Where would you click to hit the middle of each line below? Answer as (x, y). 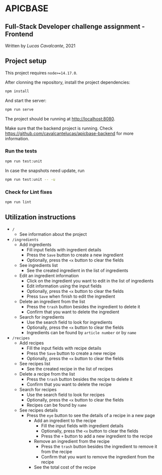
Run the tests (21, 151)
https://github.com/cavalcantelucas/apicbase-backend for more (69, 133)
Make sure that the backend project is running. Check (59, 128)
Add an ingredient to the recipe (65, 420)
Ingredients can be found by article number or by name (81, 332)
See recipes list (35, 363)
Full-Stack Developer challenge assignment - (75, 27)
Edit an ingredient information (49, 275)
